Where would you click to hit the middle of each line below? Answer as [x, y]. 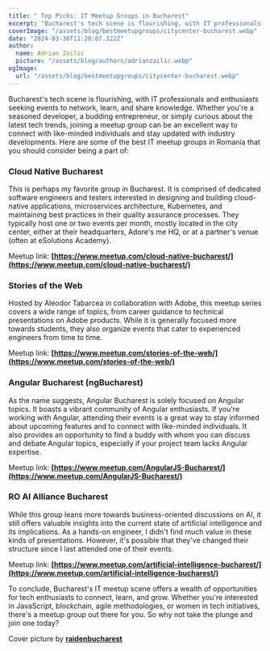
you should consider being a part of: [69, 150]
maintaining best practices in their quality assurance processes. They [124, 214]
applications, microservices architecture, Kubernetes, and [127, 206]
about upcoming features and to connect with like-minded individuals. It [128, 426]
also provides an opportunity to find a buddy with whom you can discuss [129, 435]
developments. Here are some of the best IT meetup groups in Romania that [134, 141]
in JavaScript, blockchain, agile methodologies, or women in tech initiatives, [134, 606]
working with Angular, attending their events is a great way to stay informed [134, 418]
